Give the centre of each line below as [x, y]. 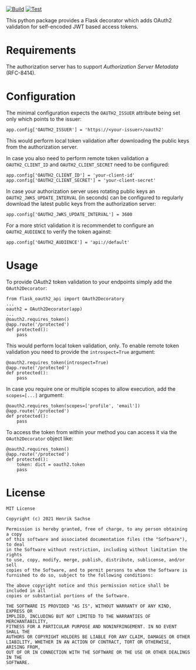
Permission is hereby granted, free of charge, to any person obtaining [97, 529]
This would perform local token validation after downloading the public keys [98, 140]
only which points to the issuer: [44, 119]
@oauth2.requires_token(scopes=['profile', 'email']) [73, 406]
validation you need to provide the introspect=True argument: [81, 351]
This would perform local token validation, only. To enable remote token [93, 346]
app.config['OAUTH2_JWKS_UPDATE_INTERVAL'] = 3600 [69, 214]
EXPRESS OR [19, 611]
